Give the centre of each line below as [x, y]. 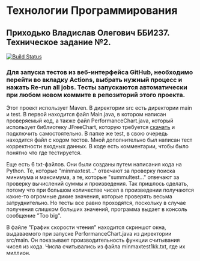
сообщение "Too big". [34, 216]
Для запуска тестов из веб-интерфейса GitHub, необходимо [100, 72]
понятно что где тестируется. [44, 153]
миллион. [19, 253]
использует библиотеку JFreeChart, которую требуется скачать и [91, 127]
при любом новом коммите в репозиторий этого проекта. [95, 95]
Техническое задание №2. [59, 42]
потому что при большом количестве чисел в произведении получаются [100, 190]
